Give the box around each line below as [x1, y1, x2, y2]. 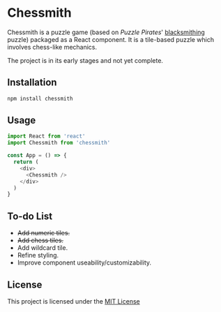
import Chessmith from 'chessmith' [7, 140, 111, 147]
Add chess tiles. [17, 236, 64, 245]
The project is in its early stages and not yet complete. [7, 56, 164, 64]
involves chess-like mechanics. [7, 43, 98, 51]
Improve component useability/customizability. [17, 258, 152, 267]
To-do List [7, 210, 53, 222]
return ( [13, 158, 39, 165]
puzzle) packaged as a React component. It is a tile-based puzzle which [7, 35, 215, 43]
